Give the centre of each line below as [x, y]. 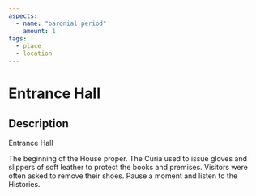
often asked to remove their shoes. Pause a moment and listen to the [123, 176]
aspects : [23, 16]
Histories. [24, 184]
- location [34, 53]
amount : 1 [40, 31]
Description [38, 124]
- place [29, 46]
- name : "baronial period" [61, 23]
